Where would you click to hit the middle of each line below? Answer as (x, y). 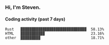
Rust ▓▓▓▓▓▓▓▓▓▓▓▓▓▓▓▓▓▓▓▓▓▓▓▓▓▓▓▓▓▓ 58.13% (55, 29)
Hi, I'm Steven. (23, 7)
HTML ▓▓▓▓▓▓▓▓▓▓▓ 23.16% (55, 34)
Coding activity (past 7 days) (35, 19)
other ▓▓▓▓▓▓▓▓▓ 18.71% (55, 38)
